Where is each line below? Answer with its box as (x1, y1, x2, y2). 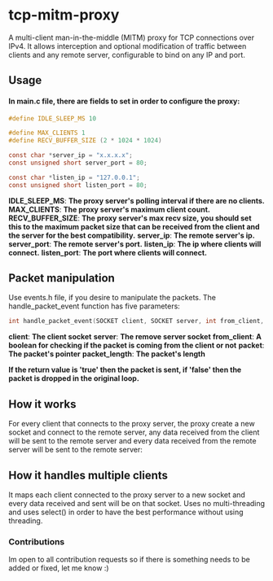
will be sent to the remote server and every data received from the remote (8, 436, 257, 446)
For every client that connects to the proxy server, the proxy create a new (8, 419, 255, 429)
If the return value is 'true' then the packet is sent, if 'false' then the (8, 365, 242, 375)
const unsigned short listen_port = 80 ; (8, 181, 148, 189)
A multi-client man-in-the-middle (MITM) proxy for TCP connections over (8, 33, 255, 42)
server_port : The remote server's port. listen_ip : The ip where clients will (8, 238, 262, 249)
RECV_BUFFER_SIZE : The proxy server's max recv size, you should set (8, 213, 252, 223)
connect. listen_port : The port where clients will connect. (8, 247, 208, 257)
